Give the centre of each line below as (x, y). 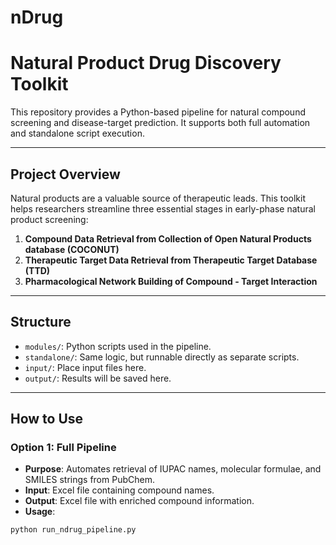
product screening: (49, 219)
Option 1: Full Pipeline (63, 448)
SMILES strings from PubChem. (89, 480)
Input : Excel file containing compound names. (119, 490)
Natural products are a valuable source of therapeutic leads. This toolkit (158, 198)
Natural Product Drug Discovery (146, 63)
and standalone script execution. (77, 133)
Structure (41, 322)
